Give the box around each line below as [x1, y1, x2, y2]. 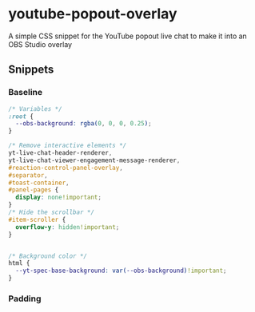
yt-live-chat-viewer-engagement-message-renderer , [8, 156, 181, 164]
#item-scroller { [8, 215, 66, 223]
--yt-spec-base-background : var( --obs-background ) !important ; [15, 267, 227, 275]
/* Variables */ [8, 105, 62, 113]
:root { [8, 113, 34, 120]
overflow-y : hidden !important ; [15, 223, 120, 231]
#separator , [8, 171, 48, 180]
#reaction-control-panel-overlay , [8, 164, 124, 172]
